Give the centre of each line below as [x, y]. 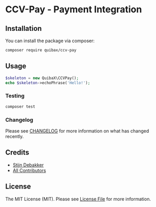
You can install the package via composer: [50, 41]
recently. [15, 136]
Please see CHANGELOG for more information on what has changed [77, 131]
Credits [17, 153]
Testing [15, 96]
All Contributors [29, 170]
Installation [24, 29]
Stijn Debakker [28, 165]
